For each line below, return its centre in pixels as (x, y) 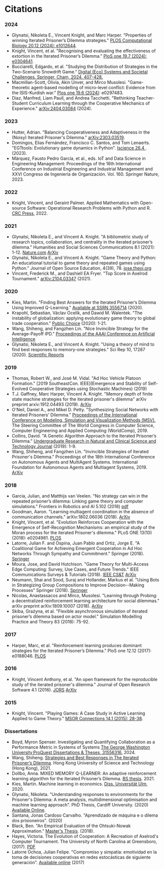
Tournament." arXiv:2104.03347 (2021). (52, 279)
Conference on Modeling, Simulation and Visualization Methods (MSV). (83, 420)
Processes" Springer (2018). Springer (50, 590)
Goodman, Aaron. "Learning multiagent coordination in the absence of (83, 512)
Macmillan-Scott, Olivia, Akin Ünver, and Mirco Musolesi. (69, 82)
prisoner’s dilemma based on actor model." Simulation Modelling (77, 616)
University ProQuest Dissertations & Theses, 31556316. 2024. (74, 753)
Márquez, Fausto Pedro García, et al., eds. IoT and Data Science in (79, 158)
